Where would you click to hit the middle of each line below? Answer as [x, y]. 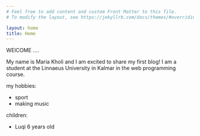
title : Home [21, 33]
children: [17, 115]
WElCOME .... [23, 50]
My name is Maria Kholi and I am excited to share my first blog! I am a [91, 62]
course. [15, 74]
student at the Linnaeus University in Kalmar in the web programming [91, 68]
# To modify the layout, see [42, 17]
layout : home [22, 28]
